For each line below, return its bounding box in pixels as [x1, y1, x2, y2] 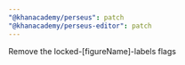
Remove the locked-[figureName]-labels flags [8, 45, 177, 56]
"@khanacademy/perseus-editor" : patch [8, 21, 152, 30]
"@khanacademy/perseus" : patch [8, 12, 125, 22]
